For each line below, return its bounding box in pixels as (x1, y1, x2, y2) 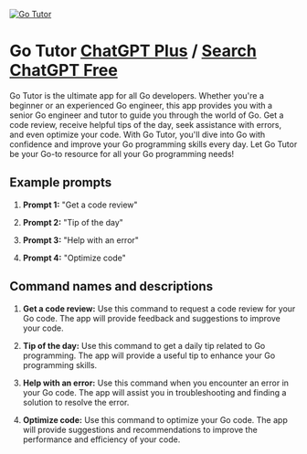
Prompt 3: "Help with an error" (22, 234, 140, 246)
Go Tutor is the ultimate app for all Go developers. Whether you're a (9, 90, 265, 100)
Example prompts (9, 174, 112, 191)
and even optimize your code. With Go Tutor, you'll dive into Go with (9, 129, 266, 140)
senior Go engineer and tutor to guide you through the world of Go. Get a (9, 110, 284, 121)
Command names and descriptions (9, 279, 213, 294)
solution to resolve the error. (22, 396, 130, 407)
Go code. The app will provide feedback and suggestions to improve (22, 312, 281, 323)
